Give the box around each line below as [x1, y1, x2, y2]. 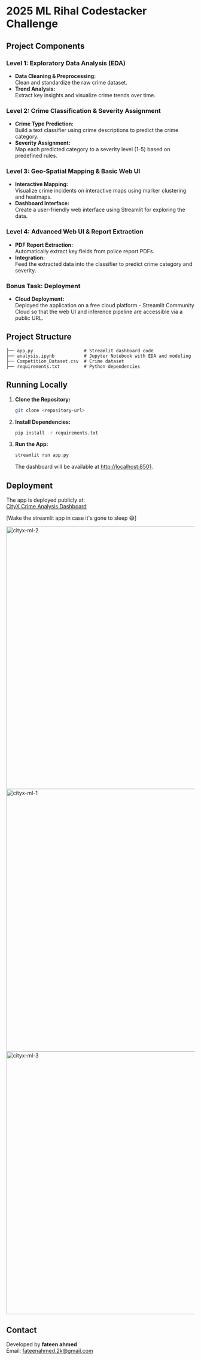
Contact [6, 1325, 37, 1335]
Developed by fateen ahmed [6, 1340, 77, 1348]
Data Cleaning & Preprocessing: [14, 72, 96, 79]
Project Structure [6, 332, 72, 342]
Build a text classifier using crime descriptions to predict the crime [14, 127, 179, 134]
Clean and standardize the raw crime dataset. [14, 79, 127, 86]
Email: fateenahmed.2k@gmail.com [6, 1347, 94, 1354]
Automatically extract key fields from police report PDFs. [14, 247, 154, 254]
